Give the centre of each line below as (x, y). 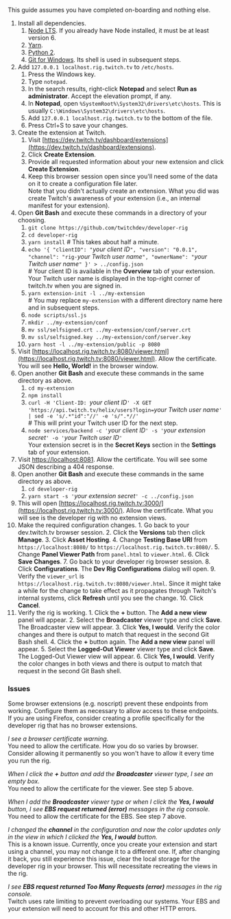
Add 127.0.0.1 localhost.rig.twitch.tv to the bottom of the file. (120, 118)
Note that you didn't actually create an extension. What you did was (123, 191)
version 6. (42, 38)
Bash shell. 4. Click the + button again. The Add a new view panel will (116, 642)
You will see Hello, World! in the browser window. (88, 366)
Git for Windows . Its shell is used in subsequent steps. (104, 60)
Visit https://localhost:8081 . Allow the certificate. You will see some (112, 459)
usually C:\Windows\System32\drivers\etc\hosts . (96, 110)
